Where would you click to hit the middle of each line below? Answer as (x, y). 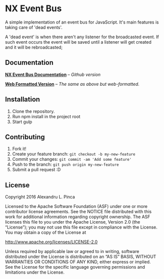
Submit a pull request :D (36, 170)
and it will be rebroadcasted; (34, 47)
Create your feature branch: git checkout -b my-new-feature (74, 154)
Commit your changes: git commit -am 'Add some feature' (72, 159)
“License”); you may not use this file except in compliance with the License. (81, 227)
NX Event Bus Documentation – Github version (53, 75)
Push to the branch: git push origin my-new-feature (65, 164)
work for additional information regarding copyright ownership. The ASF (78, 217)
